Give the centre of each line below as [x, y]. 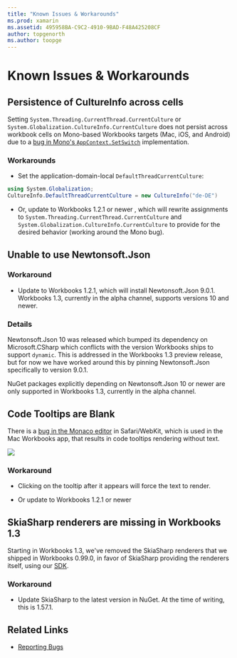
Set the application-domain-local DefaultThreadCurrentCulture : [111, 176]
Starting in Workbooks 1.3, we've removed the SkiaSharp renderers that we [117, 551]
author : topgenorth [36, 34]
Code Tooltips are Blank [61, 414]
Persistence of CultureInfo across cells [95, 102]
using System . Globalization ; [51, 189]
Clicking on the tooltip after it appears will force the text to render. [114, 486]
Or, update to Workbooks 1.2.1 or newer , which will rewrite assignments [123, 209]
